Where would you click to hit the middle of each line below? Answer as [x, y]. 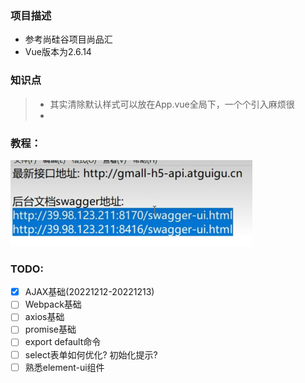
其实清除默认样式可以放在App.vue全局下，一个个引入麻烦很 [172, 104]
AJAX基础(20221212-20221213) [89, 292]
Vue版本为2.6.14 [58, 52]
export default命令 [63, 342]
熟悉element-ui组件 [64, 367]
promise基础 [50, 329]
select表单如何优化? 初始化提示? [91, 354]
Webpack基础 [53, 304]
